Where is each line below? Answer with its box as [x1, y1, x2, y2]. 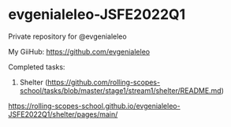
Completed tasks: [8, 62, 65, 72]
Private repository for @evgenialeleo [8, 32, 128, 41]
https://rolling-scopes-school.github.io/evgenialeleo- [8, 101, 181, 110]
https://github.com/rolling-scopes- [47, 77, 160, 87]
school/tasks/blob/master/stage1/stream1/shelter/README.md [19, 85, 222, 95]
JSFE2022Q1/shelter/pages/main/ [8, 109, 118, 119]
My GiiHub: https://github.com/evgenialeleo [8, 47, 151, 56]
